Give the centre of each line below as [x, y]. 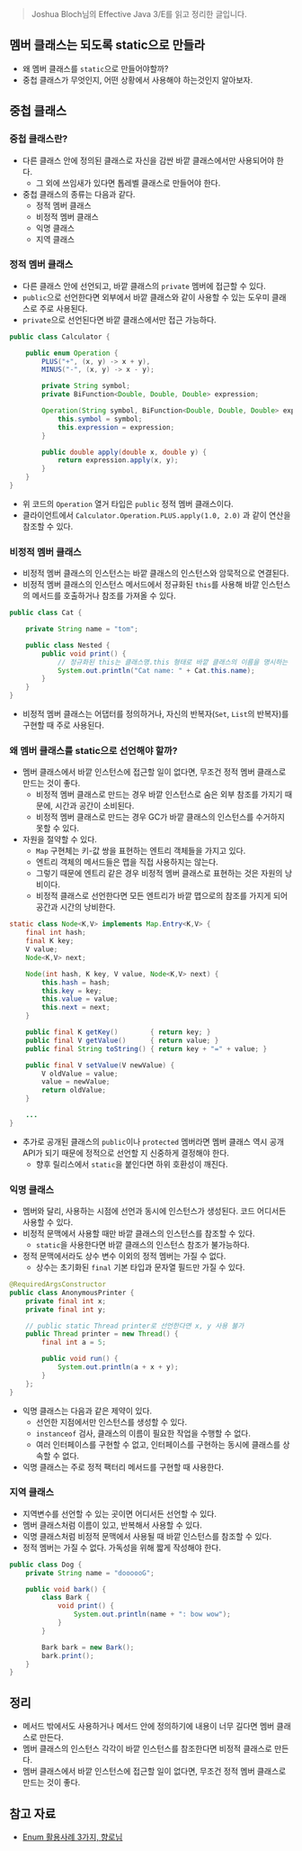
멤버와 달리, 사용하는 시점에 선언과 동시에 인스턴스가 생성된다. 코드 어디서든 [154, 1211]
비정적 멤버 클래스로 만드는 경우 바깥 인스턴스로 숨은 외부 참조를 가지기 [159, 794]
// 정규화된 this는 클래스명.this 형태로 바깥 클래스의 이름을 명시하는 [173, 662]
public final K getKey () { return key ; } [118, 1032]
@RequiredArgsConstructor [58, 1284]
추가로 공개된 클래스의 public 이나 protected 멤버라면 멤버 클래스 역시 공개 [153, 1141]
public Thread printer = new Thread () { [102, 1334]
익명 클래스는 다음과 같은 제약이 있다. [87, 1411]
